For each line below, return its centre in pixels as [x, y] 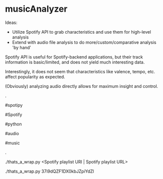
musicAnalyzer [36, 9]
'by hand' [22, 47]
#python [13, 124]
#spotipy [14, 105]
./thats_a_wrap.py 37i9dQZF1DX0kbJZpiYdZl [49, 171]
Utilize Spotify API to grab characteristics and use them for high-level [81, 32]
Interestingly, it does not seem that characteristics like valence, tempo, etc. [80, 71]
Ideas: [11, 22]
